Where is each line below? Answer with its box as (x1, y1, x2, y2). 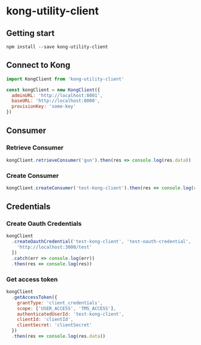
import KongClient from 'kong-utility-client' (6, 76, 124, 82)
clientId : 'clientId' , (17, 316, 74, 323)
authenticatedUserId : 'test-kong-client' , (17, 311, 124, 317)
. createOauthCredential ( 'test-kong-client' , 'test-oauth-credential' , (11, 238, 191, 245)
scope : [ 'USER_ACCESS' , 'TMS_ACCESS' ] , (17, 305, 117, 311)
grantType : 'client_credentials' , (17, 299, 103, 306)
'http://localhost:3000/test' (17, 244, 93, 250)
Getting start (6, 28, 55, 38)
